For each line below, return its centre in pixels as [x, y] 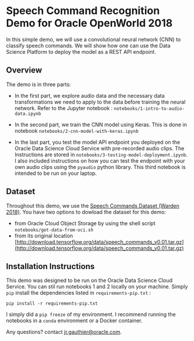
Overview [24, 70]
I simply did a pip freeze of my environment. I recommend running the [91, 315]
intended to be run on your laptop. [56, 173]
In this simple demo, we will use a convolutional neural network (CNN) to [93, 39]
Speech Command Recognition [83, 11]
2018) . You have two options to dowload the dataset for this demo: [86, 212]
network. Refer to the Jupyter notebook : [63, 108]
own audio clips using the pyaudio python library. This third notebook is [100, 167]
